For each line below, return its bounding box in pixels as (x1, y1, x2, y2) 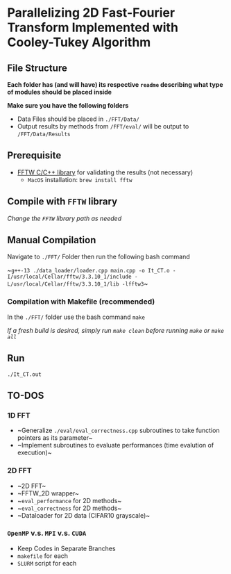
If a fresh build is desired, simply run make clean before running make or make (7, 326, 224, 334)
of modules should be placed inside (7, 88, 112, 96)
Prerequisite (7, 149, 62, 161)
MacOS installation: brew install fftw (27, 175, 132, 183)
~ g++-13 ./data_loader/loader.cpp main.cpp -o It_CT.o (7, 266, 170, 274)
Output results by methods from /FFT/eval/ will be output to (17, 122, 189, 130)
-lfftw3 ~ (121, 279, 148, 288)
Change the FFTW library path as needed (7, 214, 122, 222)
